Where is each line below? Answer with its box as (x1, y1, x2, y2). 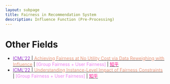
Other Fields (5, 38, 58, 50)
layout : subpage (5, 7, 40, 13)
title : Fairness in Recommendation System (5, 12, 96, 17)
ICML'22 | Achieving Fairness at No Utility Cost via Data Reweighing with (12, 55, 165, 61)
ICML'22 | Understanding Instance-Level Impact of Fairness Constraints (12, 67, 163, 73)
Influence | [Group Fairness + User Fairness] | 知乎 (12, 61, 119, 67)
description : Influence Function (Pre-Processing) (5, 17, 115, 22)
